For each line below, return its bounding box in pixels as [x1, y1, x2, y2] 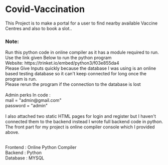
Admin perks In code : [5, 92, 51, 98]
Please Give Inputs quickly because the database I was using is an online [5, 65, 156, 71]
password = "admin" [5, 103, 48, 109]
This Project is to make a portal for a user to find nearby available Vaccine [5, 20, 158, 26]
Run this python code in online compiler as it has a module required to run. [5, 49, 159, 56]
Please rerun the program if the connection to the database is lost [5, 81, 141, 87]
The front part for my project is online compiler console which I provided [5, 124, 155, 130]
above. [5, 129, 20, 135]
